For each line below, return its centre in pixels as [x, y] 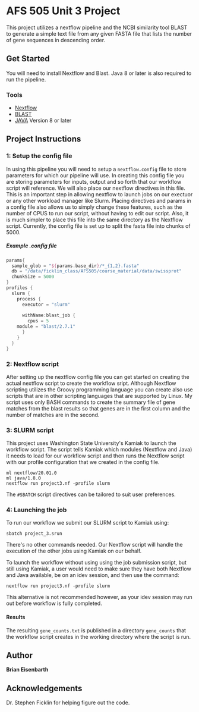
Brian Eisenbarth [27, 670]
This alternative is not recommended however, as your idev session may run [99, 597]
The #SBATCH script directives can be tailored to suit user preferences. [91, 494]
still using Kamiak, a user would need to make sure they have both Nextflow [99, 569]
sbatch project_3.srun [34, 534]
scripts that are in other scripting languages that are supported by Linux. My [99, 396]
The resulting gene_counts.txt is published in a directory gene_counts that [96, 630]
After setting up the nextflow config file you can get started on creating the [98, 377]
